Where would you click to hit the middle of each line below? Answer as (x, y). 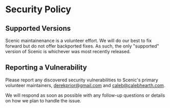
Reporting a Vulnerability (46, 68)
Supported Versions (38, 28)
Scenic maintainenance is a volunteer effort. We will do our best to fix (79, 40)
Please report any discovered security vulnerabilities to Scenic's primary (82, 80)
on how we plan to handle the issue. (43, 100)
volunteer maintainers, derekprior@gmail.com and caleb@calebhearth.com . (85, 85)
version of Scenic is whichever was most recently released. (68, 51)
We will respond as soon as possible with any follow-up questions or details (85, 95)
